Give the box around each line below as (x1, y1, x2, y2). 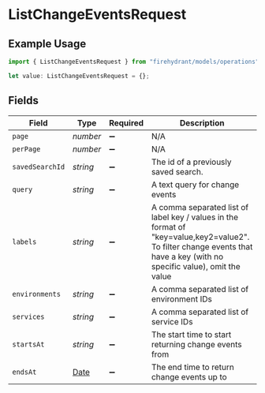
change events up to (151, 371, 227, 382)
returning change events (151, 339, 242, 350)
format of (151, 221, 186, 232)
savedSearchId (12, 162, 65, 171)
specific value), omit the (151, 260, 241, 271)
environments (12, 290, 62, 298)
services (12, 312, 45, 321)
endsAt (12, 367, 37, 376)
